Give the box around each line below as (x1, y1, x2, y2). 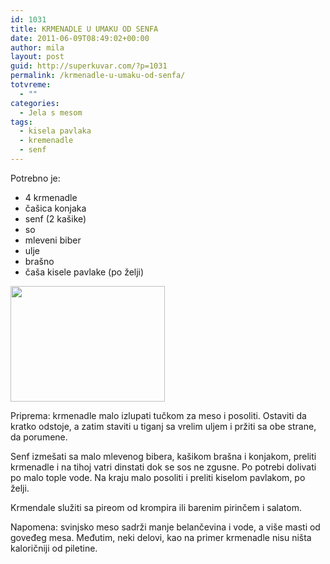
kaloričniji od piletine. (10, 542, 98, 554)
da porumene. (10, 431, 68, 443)
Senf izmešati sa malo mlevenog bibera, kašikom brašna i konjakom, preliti (10, 450, 317, 462)
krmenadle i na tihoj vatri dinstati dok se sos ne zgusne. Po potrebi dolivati (10, 461, 317, 473)
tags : (10, 117, 33, 127)
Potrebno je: (10, 172, 61, 184)
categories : (10, 98, 60, 108)
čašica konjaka (24, 202, 87, 214)
